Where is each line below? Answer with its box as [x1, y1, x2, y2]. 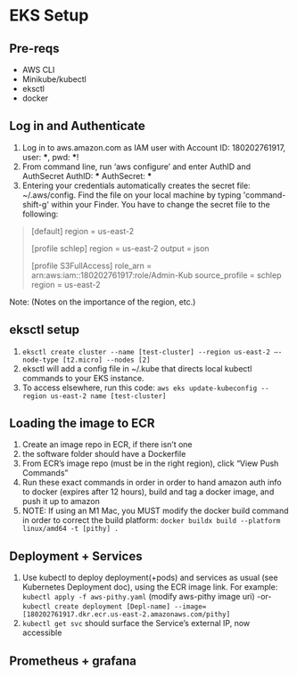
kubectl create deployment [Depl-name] [21, 602, 171, 611]
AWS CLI [21, 64, 55, 75]
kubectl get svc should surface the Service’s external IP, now [21, 618, 251, 629]
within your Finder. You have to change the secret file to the [51, 199, 270, 209]
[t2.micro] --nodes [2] [62, 355, 151, 364]
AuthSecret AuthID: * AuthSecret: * [21, 170, 153, 181]
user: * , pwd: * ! [21, 151, 79, 162]
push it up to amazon [21, 496, 100, 507]
